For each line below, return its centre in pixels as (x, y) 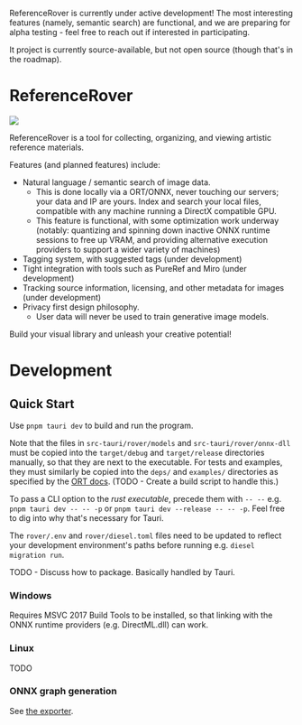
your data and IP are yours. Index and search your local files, (148, 201)
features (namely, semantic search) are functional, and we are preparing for (150, 23)
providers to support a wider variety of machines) (128, 249)
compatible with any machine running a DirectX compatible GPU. (156, 210)
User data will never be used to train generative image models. (152, 316)
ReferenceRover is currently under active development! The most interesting (151, 13)
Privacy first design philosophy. (81, 307)
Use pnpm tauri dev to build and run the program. (101, 425)
